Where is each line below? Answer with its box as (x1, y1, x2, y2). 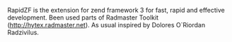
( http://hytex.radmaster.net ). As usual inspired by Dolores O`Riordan (7, 21, 206, 29)
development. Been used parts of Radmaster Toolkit (7, 13, 159, 22)
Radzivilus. (7, 28, 39, 36)
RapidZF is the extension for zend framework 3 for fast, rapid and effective (7, 6, 225, 14)
